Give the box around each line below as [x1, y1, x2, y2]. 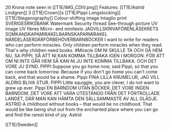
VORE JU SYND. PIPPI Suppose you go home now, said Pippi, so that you [5, 63, 158, 69]
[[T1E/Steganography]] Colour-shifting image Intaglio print [5, 15, 127, 21]
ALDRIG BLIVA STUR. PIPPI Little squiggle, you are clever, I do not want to [5, 79, 160, 85]
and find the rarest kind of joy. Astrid [5, 112, 82, 118]
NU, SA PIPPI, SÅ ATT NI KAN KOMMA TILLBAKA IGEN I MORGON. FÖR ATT [5, 53, 165, 59]
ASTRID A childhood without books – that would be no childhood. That [5, 101, 152, 107]
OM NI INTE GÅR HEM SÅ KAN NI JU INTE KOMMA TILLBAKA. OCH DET [5, 58, 157, 64]
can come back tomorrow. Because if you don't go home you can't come [5, 69, 158, 75]
